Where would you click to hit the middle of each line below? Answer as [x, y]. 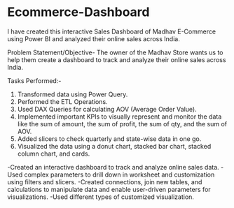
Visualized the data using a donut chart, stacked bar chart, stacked [114, 146]
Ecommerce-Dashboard [78, 12]
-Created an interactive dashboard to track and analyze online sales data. [113, 167]
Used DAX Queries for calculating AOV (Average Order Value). [107, 109]
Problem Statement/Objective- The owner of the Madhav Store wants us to [115, 52]
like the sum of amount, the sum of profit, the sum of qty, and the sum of [122, 124]
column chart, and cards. [54, 154]
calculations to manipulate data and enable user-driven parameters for [109, 189]
